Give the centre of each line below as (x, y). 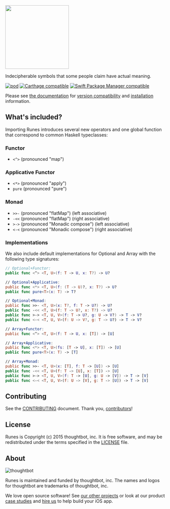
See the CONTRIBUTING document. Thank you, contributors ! (69, 409)
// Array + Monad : (22, 362)
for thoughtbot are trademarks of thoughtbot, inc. (57, 486)
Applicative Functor (30, 173)
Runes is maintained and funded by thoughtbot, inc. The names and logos (82, 480)
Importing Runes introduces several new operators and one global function (84, 129)
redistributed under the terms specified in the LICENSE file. (67, 442)
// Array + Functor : (25, 329)
